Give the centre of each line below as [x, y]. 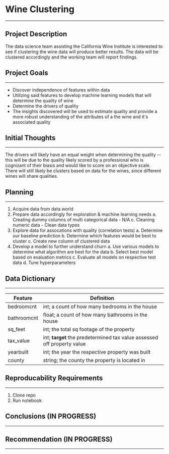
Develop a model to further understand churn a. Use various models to [86, 246]
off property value [64, 344]
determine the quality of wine [43, 100]
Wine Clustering [40, 9]
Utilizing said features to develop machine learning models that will [82, 95]
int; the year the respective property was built [97, 352]
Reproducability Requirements [54, 378]
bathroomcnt [23, 318]
